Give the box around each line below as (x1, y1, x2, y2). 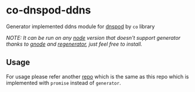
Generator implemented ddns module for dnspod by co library (6, 23, 155, 30)
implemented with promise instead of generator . (6, 79, 121, 86)
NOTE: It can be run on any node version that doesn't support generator (6, 34, 181, 41)
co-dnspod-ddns (6, 4, 91, 17)
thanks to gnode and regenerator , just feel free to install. (6, 40, 142, 47)
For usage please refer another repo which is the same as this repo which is (6, 73, 189, 80)
